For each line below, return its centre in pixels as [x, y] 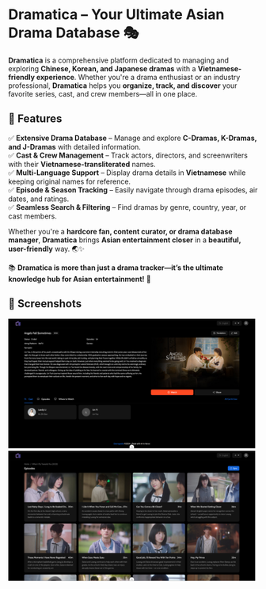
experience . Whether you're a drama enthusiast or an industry [138, 77]
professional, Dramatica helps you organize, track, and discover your [123, 85]
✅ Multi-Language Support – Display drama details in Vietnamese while [127, 173]
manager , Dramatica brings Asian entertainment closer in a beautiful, [125, 240]
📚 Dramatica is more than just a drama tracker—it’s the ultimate [116, 268]
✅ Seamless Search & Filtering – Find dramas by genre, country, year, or [127, 207]
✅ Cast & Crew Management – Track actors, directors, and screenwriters [128, 155]
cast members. [33, 216]
